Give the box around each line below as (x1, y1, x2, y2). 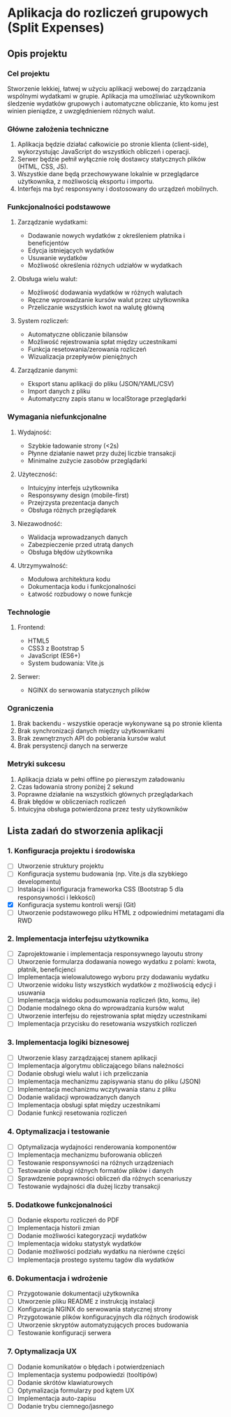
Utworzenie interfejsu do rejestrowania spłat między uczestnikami (17, 1012, 207, 1020)
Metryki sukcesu (7, 759, 66, 769)
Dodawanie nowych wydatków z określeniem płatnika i (27, 232, 186, 240)
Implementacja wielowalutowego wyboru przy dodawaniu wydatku (17, 973, 209, 981)
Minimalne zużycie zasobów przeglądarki (27, 456, 147, 464)
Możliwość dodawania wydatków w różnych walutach (27, 288, 183, 297)
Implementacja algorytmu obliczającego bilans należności (17, 1061, 184, 1069)
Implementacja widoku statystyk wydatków (17, 1239, 142, 1248)
